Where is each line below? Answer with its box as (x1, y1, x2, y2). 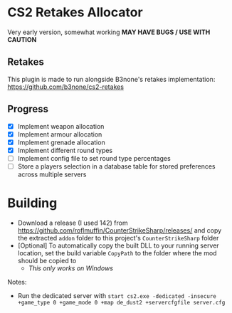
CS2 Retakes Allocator (7, 4, 144, 21)
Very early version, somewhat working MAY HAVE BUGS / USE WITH (7, 28, 211, 36)
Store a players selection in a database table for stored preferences (17, 161, 216, 171)
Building (7, 195, 58, 211)
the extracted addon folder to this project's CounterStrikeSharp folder (17, 233, 219, 242)
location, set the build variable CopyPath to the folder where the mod (17, 248, 217, 257)
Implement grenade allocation (17, 138, 105, 147)
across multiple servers (17, 170, 87, 179)
